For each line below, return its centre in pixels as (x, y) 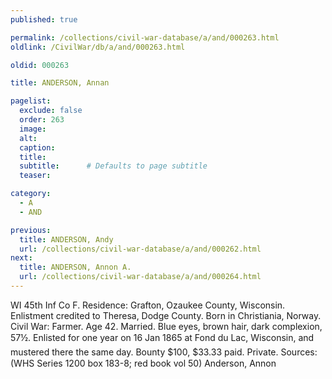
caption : (37, 147)
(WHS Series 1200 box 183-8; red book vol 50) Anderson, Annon (143, 363)
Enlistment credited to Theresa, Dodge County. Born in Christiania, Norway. (166, 315)
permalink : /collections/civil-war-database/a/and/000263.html (145, 37)
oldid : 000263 (40, 65)
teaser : (35, 176)
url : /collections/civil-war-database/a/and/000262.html (140, 249)
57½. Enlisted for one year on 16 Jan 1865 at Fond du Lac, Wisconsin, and (162, 337)
